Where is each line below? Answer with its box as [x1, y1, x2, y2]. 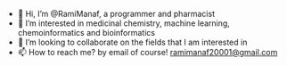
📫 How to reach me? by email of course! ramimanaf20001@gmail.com [17, 47, 278, 57]
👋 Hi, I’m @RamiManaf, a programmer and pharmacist [17, 9, 216, 19]
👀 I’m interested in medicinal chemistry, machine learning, [17, 18, 230, 29]
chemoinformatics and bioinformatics [17, 28, 156, 37]
